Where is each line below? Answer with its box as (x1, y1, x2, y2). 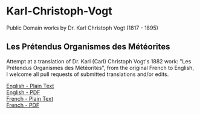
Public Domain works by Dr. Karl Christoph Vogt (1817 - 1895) (6, 24, 159, 31)
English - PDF (6, 89, 40, 96)
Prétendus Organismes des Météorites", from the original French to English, (6, 64, 195, 71)
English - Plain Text (6, 82, 54, 89)
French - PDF (6, 101, 40, 109)
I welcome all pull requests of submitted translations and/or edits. (6, 71, 169, 78)
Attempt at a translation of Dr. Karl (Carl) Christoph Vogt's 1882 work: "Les (6, 57, 192, 65)
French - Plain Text (6, 95, 53, 102)
